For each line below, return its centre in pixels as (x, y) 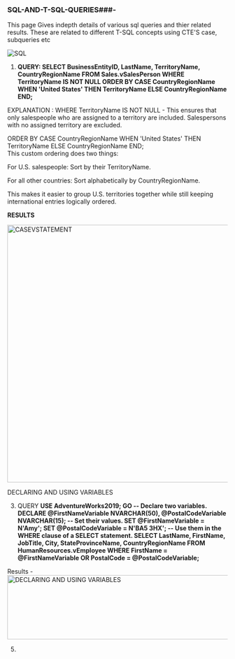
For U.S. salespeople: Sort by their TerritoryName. (79, 167)
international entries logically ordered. (62, 201)
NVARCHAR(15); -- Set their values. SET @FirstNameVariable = (111, 521)
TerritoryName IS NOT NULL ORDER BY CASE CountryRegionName (116, 82)
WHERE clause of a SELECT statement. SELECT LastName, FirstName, (121, 536)
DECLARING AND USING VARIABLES (60, 493)
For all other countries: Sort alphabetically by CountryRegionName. (104, 180)
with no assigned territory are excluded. (65, 125)
